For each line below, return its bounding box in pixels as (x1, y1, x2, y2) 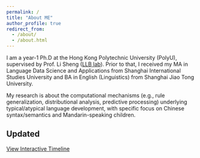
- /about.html (12, 37, 48, 43)
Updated (6, 129, 40, 139)
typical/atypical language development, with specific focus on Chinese (6, 105, 185, 112)
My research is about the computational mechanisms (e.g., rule (6, 92, 165, 99)
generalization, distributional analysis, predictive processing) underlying (6, 98, 188, 106)
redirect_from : (6, 26, 45, 32)
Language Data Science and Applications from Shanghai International (6, 67, 181, 74)
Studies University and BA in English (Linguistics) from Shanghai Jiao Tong (6, 74, 195, 81)
